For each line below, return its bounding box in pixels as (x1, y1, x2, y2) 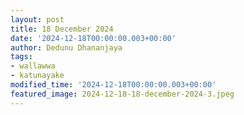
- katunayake (10, 71, 65, 81)
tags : (10, 52, 33, 62)
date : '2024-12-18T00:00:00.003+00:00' (10, 33, 177, 43)
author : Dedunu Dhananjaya (10, 42, 123, 53)
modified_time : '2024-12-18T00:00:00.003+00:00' (10, 80, 217, 90)
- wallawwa (10, 61, 56, 71)
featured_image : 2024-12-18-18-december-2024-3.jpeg (10, 89, 235, 99)
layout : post (10, 14, 65, 25)
